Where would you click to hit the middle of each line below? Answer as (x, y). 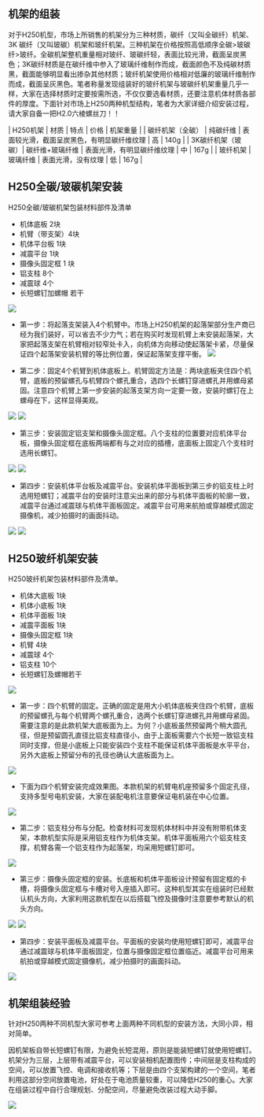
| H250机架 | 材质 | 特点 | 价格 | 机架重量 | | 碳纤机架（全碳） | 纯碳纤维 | (125, 130)
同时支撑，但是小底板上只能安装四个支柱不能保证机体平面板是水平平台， (136, 745)
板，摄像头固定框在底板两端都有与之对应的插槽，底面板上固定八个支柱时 (136, 442)
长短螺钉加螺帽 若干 (51, 293)
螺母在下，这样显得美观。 (61, 400)
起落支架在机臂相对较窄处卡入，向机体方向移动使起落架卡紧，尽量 (140, 344)
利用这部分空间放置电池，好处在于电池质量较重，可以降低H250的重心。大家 (131, 1080)
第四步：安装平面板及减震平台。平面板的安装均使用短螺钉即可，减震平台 (136, 941)
